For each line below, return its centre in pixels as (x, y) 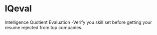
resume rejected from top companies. (44, 27)
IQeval (18, 9)
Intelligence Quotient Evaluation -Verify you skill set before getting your (78, 22)
